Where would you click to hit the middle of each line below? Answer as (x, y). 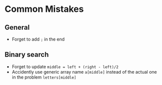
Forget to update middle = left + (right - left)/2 (65, 66)
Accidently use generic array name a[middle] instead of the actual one (84, 72)
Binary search (27, 55)
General (17, 27)
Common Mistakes (44, 9)
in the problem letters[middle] (44, 77)
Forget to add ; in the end (38, 39)
